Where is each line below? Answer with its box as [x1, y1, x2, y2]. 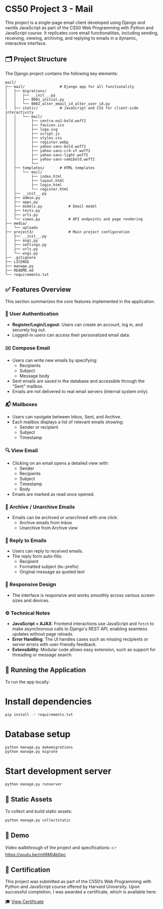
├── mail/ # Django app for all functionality [5, 84, 134, 89]
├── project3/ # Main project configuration [5, 229, 130, 234]
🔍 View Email [5, 447, 38, 454]
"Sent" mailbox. [12, 383, 44, 389]
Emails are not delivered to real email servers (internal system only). [12, 389, 149, 394]
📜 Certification [5, 866, 50, 874]
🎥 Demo [5, 831, 29, 840]
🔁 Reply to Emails [5, 537, 47, 544]
